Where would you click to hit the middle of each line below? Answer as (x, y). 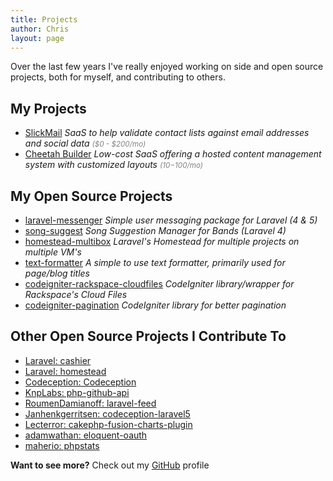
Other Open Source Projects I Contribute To (148, 336)
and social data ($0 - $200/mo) (85, 143)
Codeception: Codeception (80, 382)
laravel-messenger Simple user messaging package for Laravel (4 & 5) (171, 220)
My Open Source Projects (91, 196)
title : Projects (44, 19)
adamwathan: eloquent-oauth (86, 435)
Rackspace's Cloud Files (76, 294)
